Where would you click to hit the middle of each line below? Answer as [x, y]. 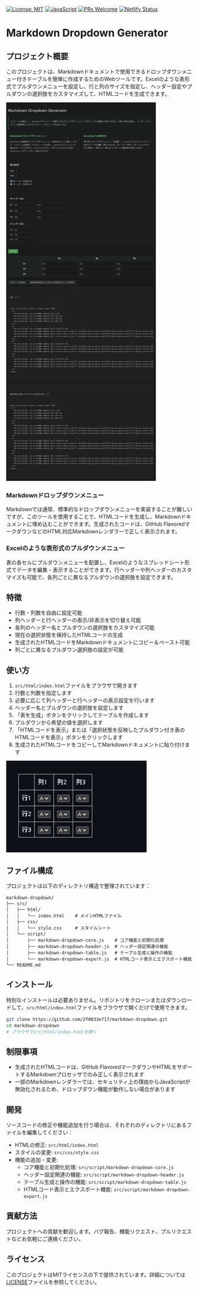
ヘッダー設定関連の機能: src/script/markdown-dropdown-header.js [104, 1174]
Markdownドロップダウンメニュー [55, 495]
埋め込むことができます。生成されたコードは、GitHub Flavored [108, 524]
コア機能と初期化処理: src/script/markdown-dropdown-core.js [99, 1167]
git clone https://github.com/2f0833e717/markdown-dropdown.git [87, 1019]
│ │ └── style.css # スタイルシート [59, 928]
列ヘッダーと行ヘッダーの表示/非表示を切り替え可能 [78, 620]
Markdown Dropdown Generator [87, 33]
